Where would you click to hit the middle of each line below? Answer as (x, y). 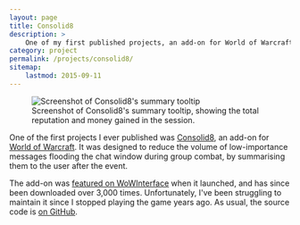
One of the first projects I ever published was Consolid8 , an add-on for (139, 137)
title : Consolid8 (42, 26)
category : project (43, 51)
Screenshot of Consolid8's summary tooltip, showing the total (145, 110)
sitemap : (25, 68)
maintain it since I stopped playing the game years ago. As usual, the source (150, 202)
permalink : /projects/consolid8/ (71, 59)
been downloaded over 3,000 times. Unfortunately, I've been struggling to (146, 192)
